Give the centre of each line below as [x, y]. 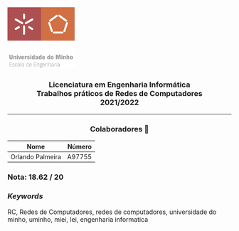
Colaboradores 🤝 [119, 129]
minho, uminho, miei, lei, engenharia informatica [78, 219]
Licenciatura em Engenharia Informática [119, 85]
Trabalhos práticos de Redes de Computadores [119, 93]
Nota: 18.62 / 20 [36, 177]
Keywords [25, 196]
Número [80, 146]
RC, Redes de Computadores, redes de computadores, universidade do [112, 212]
